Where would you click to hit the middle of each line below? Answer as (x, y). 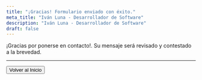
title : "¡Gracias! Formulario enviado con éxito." (71, 12)
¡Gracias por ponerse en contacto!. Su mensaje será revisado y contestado (99, 46)
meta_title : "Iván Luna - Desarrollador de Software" (75, 17)
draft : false (23, 29)
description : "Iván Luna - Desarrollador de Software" (76, 23)
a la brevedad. (24, 52)
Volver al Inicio (26, 70)
